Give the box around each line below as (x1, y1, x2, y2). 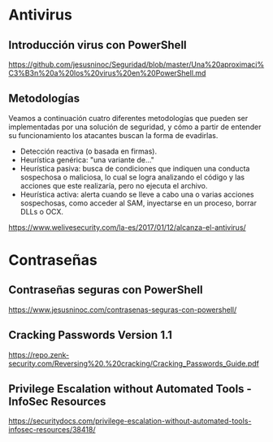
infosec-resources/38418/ (8, 425, 96, 435)
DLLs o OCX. (19, 206, 63, 216)
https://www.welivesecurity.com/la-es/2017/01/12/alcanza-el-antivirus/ (8, 222, 246, 232)
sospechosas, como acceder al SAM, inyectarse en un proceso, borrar (19, 197, 258, 208)
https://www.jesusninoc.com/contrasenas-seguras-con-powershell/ (8, 305, 237, 314)
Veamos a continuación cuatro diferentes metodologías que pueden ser (8, 113, 249, 123)
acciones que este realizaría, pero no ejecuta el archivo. (19, 180, 208, 190)
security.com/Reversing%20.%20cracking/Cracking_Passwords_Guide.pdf (8, 358, 260, 368)
